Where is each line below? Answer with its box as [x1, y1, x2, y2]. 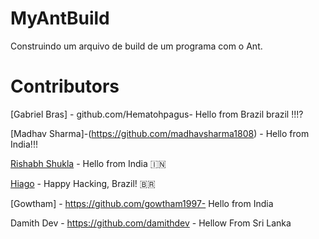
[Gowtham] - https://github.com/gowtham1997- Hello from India [10, 197, 274, 209]
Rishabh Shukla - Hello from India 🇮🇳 [10, 157, 167, 169]
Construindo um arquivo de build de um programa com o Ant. [10, 40, 263, 52]
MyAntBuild [10, 7, 110, 30]
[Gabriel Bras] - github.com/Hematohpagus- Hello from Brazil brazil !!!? [10, 108, 304, 120]
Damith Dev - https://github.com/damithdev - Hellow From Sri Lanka [10, 217, 292, 229]
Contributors [10, 75, 120, 98]
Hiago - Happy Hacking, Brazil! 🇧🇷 [10, 177, 156, 189]
